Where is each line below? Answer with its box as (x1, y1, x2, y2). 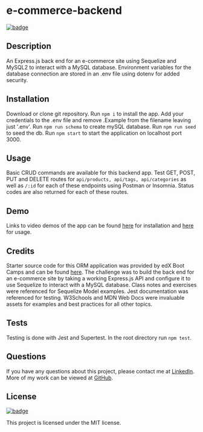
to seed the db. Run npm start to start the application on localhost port (6, 129, 182, 137)
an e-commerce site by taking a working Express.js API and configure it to (6, 275, 191, 282)
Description (6, 41, 51, 51)
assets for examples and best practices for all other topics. (6, 300, 153, 308)
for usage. (6, 228, 32, 236)
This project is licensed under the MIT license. (6, 419, 121, 427)
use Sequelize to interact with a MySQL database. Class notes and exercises (6, 282, 197, 288)
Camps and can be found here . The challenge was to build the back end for (6, 268, 195, 276)
